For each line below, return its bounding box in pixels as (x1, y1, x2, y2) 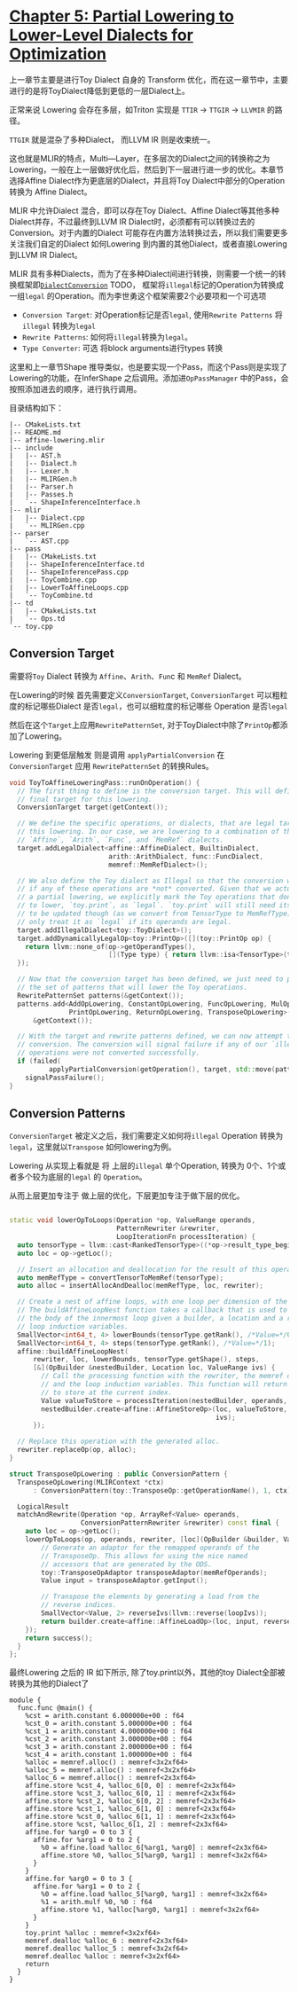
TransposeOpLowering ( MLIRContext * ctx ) (17, 1478, 165, 1486)
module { (9, 1696, 42, 1705)
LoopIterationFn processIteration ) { (116, 1233, 255, 1242)
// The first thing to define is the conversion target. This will (17, 787, 272, 796)
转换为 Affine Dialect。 (9, 186, 92, 197)
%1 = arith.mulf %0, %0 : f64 (41, 1898, 153, 1907)
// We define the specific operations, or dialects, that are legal (17, 819, 276, 828)
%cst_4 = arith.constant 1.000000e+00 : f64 (25, 1750, 192, 1760)
